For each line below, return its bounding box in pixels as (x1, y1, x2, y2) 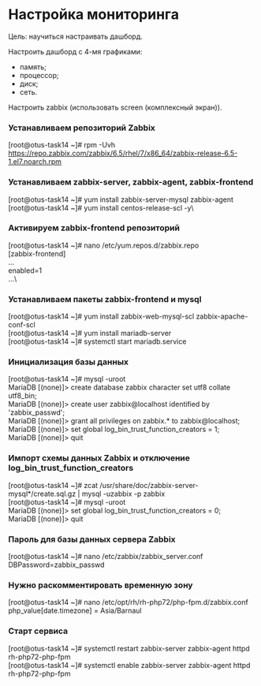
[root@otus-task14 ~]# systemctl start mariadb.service (8, 337, 187, 346)
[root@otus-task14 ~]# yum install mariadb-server (8, 329, 172, 338)
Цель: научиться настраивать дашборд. (8, 32, 144, 41)
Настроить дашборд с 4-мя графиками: (8, 47, 143, 56)
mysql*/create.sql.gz (8, 489, 76, 498)
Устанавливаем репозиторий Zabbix (8, 122, 156, 133)
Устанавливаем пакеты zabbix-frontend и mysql (8, 293, 202, 304)
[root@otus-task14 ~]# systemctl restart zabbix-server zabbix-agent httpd (8, 643, 250, 653)
